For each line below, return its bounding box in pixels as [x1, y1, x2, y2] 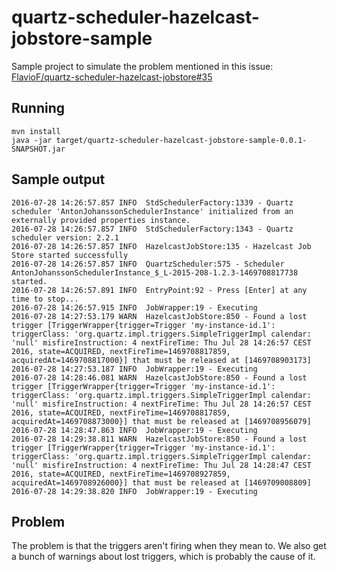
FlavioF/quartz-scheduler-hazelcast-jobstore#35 [11, 71, 213, 83]
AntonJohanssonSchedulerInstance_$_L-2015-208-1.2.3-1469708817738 [11, 267, 299, 278]
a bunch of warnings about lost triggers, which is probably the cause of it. [11, 551, 316, 563]
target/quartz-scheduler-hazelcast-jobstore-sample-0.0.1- [55, 135, 308, 145]
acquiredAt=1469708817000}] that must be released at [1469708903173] [11, 355, 312, 365]
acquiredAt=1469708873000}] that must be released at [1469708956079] [11, 416, 312, 426]
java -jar [11, 135, 53, 145]
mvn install [11, 126, 61, 136]
